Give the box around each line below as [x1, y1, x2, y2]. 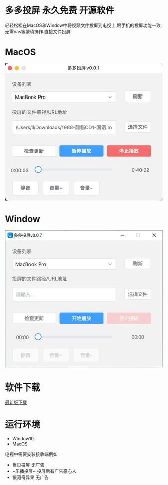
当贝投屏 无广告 [12, 462, 45, 468]
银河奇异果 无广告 [12, 474, 49, 480]
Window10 [12, 436, 34, 442]
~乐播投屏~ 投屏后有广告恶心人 [12, 468, 77, 474]
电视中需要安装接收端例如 [5, 451, 58, 457]
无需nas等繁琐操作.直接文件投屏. [5, 28, 72, 34]
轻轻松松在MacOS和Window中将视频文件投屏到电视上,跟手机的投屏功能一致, [5, 22, 162, 28]
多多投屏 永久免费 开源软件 [5, 5, 115, 16]
